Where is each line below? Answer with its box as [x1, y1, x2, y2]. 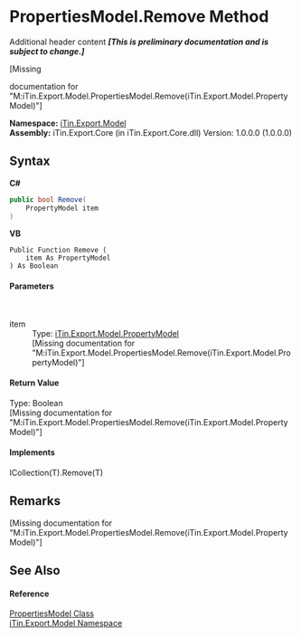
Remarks [9, 493, 61, 509]
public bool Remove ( [9, 195, 88, 204]
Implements [9, 447, 56, 458]
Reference [9, 588, 50, 599]
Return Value [9, 377, 60, 388]
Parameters [9, 280, 54, 291]
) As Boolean [9, 261, 59, 271]
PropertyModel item [25, 204, 99, 213]
